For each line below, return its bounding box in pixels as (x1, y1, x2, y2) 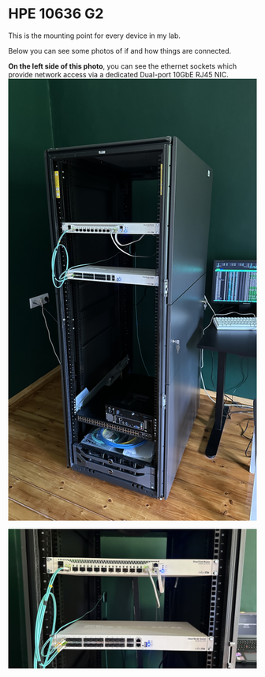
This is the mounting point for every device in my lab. (8, 31, 181, 40)
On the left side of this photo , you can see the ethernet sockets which (8, 61, 237, 71)
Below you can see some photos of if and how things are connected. (8, 46, 232, 55)
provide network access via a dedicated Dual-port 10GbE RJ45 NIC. (8, 69, 229, 79)
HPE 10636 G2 (8, 5, 104, 23)
